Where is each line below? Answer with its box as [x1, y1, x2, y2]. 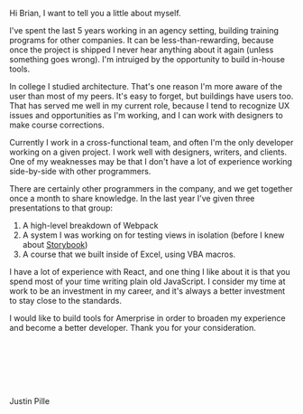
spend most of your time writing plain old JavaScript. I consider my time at [9, 276, 286, 287]
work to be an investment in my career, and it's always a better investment [9, 286, 286, 296]
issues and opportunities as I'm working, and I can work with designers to [9, 110, 284, 120]
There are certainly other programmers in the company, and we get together [9, 183, 293, 193]
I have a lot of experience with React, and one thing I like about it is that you [9, 267, 290, 277]
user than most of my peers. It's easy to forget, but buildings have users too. [9, 90, 294, 101]
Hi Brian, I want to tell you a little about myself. [9, 8, 182, 18]
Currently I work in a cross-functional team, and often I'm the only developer [9, 137, 294, 147]
